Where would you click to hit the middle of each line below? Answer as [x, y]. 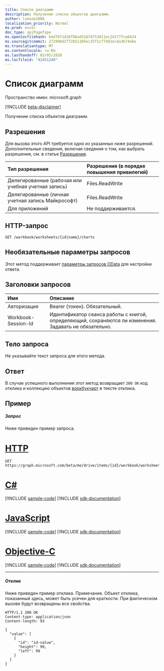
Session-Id [20, 324]
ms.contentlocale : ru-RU [30, 50]
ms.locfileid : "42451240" [31, 60]
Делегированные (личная [38, 195]
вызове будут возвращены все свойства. [48, 604]
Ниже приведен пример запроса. [40, 428]
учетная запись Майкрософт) [43, 200]
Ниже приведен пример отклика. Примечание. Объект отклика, [72, 593]
